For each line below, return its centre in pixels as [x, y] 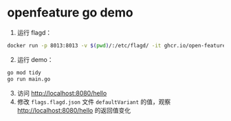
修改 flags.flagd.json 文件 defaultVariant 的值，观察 [94, 102]
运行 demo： [35, 59]
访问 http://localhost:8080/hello [62, 93]
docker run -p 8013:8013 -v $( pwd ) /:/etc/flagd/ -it [84, 45]
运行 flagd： [34, 32]
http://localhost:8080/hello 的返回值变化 [74, 110]
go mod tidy [24, 73]
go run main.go [29, 79]
